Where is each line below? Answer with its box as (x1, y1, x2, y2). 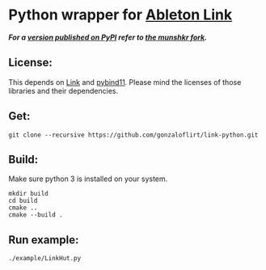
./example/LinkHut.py (8, 255, 82, 263)
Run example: (8, 233, 79, 247)
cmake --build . (8, 211, 63, 219)
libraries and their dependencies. (8, 86, 119, 95)
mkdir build (8, 190, 49, 198)
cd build (8, 196, 38, 205)
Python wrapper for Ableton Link (8, 6, 233, 24)
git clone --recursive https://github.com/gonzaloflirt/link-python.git (8, 131, 259, 139)
